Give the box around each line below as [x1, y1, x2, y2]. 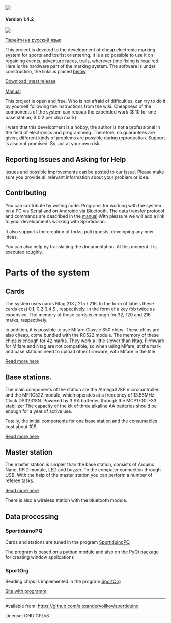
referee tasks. [5, 477, 35, 484]
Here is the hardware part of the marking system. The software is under [5, 63, 156, 69]
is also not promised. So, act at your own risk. [5, 140, 101, 147]
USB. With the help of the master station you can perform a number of [5, 472, 153, 478]
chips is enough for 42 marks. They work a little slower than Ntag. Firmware [5, 337, 164, 344]
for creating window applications [5, 554, 74, 560]
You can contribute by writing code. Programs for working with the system [5, 202, 162, 208]
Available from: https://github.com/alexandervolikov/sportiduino [5, 603, 139, 609]
